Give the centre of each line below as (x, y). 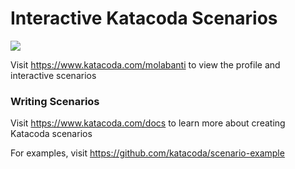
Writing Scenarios (55, 101)
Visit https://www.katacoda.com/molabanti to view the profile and (145, 64)
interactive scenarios (53, 75)
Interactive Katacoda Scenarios (144, 18)
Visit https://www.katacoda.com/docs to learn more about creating (148, 123)
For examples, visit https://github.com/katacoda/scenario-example (147, 153)
